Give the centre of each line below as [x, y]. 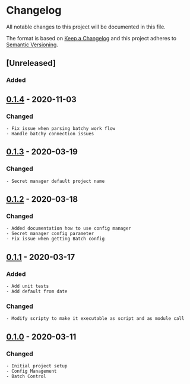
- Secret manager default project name [56, 181]
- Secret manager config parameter [50, 234]
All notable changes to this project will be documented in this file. [86, 27]
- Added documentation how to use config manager [69, 229]
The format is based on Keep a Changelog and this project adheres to [91, 38]
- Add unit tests [28, 286]
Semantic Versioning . [32, 45]
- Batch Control [26, 376]
